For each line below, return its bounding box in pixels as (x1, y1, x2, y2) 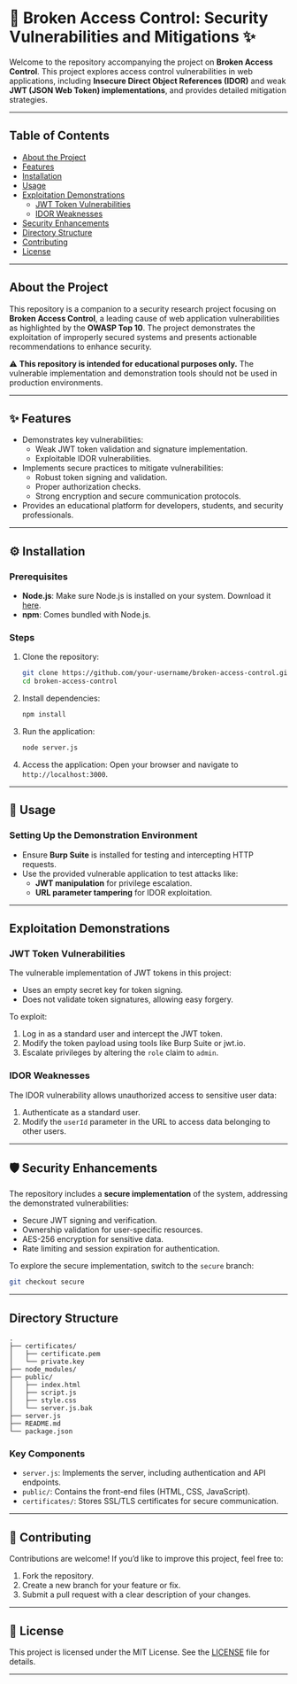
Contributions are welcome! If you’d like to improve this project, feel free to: (9, 1554, 284, 1564)
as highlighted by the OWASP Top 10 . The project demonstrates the (9, 322, 255, 333)
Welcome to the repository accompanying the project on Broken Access (9, 57, 274, 67)
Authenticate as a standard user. (21, 1106, 141, 1117)
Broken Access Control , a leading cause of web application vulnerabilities (9, 313, 280, 323)
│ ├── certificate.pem (9, 1350, 101, 1359)
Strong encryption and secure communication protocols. (34, 491, 241, 501)
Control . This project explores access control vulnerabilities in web (9, 66, 254, 76)
